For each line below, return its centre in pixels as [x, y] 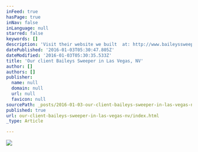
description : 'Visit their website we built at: [68, 45]
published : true [26, 110]
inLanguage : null [27, 28]
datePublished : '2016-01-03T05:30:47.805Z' [60, 50]
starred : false [25, 34]
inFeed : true [22, 11]
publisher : [19, 77]
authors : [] [21, 72]
